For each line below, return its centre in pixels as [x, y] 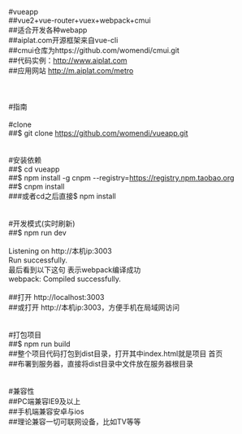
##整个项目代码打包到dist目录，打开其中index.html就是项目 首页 [116, 354]
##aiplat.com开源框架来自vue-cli [63, 40]
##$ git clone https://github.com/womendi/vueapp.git [98, 133]
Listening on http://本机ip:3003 [60, 251]
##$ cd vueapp [34, 169]
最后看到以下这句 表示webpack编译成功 [75, 270]
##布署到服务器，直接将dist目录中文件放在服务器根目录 [101, 364]
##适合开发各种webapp [48, 30]
